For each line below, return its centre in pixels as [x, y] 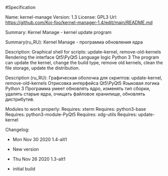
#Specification [20, 7]
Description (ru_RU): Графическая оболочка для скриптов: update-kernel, [84, 78]
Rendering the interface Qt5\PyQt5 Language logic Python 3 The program [82, 57]
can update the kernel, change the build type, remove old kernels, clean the [84, 62]
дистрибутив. [20, 99]
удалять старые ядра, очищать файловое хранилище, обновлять [75, 94]
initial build [24, 169]
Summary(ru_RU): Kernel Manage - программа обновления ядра [74, 42]
